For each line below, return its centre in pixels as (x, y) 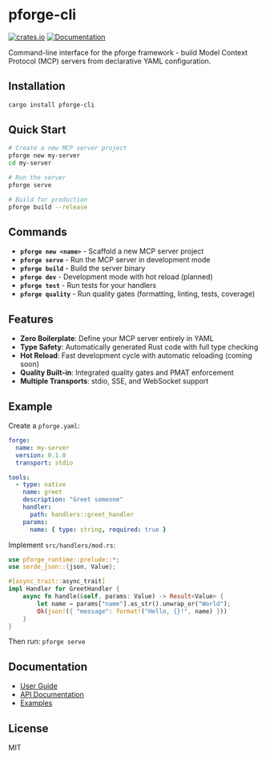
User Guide (38, 686)
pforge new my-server (44, 156)
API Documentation (52, 695)
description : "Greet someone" (73, 500)
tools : (19, 477)
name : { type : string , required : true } (98, 530)
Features (31, 319)
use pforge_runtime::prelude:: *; (64, 559)
